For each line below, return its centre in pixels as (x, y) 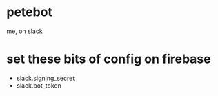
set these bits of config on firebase (109, 59)
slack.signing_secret (46, 78)
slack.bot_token (39, 85)
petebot (30, 12)
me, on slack (24, 31)
